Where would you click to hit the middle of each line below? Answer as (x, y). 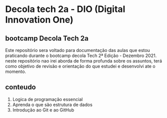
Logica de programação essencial (47, 99)
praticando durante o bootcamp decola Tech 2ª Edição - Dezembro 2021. (81, 55)
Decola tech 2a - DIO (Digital (65, 9)
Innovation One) (39, 20)
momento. (16, 71)
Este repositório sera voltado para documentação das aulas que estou (78, 50)
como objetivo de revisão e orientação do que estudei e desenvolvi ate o (80, 66)
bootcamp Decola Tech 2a (47, 38)
